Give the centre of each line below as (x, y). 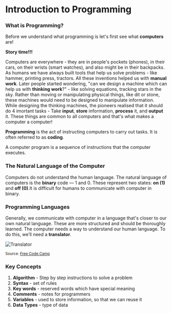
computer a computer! (29, 122)
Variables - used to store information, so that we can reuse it (77, 300)
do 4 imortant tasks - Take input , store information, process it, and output (84, 111)
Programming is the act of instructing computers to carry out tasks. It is (81, 132)
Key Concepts (23, 267)
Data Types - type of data (40, 305)
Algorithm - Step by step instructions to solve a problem (72, 278)
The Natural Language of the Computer (55, 166)
